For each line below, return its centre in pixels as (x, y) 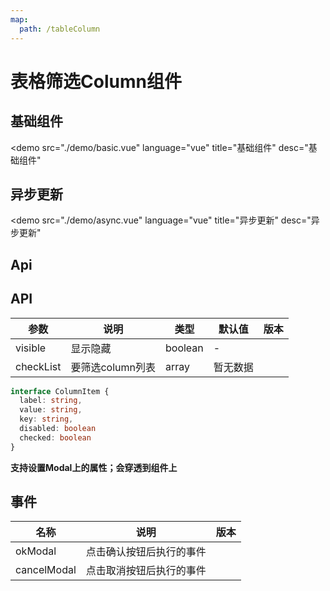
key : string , (46, 419)
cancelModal (46, 570)
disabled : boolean (58, 429)
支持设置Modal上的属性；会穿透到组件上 (94, 467)
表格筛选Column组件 (96, 81)
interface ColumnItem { (60, 391)
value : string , (51, 410)
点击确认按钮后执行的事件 (146, 552)
